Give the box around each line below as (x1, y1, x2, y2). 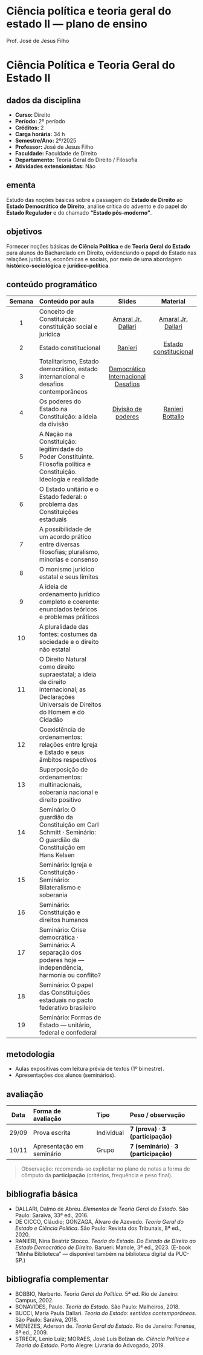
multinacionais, (39, 781, 82, 789)
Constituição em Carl (39, 820, 99, 829)
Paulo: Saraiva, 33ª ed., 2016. (14, 1211, 89, 1219)
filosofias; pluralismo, (39, 548, 100, 556)
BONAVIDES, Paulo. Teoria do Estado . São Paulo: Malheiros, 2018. (14, 1303, 180, 1310)
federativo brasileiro (39, 1004, 97, 1012)
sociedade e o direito (39, 638, 99, 646)
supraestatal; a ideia (39, 670, 97, 678)
